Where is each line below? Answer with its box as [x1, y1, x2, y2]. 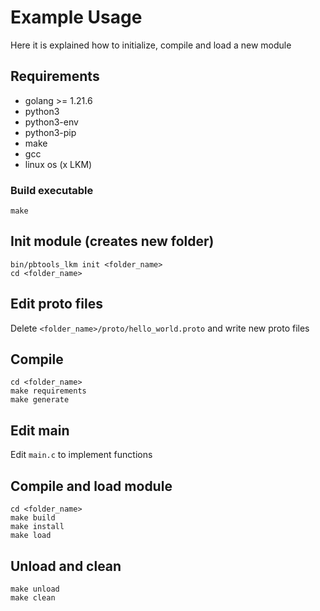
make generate [10, 395, 70, 405]
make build [10, 513, 56, 523]
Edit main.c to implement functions [10, 449, 153, 461]
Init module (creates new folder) [10, 233, 215, 250]
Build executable [10, 183, 94, 197]
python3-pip [24, 126, 77, 138]
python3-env [24, 116, 79, 128]
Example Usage [10, 6, 143, 29]
